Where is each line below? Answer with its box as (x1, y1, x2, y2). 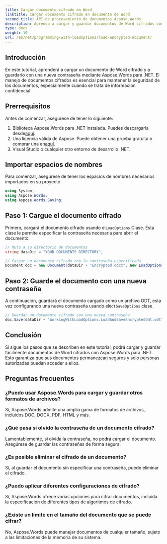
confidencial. (5, 87, 32, 93)
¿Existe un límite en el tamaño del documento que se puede (5, 511, 152, 518)
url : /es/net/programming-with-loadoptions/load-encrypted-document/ (5, 35, 153, 40)
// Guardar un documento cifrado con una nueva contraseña (5, 312, 130, 318)
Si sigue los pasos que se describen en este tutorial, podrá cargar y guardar (5, 344, 161, 350)
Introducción (5, 53, 46, 62)
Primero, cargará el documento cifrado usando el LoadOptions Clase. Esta (5, 225, 155, 231)
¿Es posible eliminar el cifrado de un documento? (5, 453, 127, 460)
